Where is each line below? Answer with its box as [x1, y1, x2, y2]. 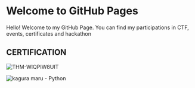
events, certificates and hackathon [6, 30, 91, 37]
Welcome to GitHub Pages [6, 4, 138, 18]
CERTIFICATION [6, 48, 67, 58]
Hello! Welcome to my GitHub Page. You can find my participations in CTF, [6, 24, 189, 31]
